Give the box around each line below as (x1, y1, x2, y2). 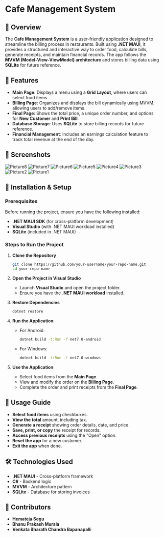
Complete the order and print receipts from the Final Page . (19, 384, 138, 390)
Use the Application (12, 364, 54, 370)
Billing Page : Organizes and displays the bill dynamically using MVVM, (12, 100, 155, 106)
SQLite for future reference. (5, 62, 61, 68)
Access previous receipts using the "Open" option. (12, 432, 117, 438)
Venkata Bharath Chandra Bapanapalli (12, 527, 92, 533)
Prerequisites (5, 198, 38, 204)
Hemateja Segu (12, 516, 45, 522)
